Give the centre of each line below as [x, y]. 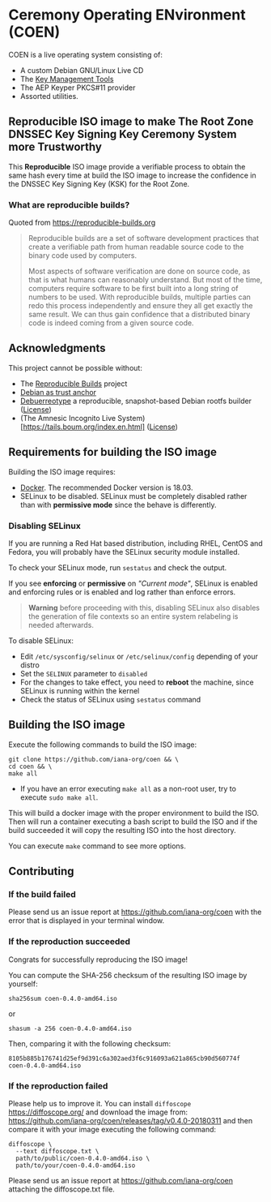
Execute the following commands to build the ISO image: [102, 745]
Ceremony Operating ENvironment [127, 15]
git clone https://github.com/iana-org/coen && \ [94, 759]
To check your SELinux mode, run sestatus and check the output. [118, 567]
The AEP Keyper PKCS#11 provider [78, 88]
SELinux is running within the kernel [80, 690]
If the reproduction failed [58, 1086]
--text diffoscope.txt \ [57, 1152]
